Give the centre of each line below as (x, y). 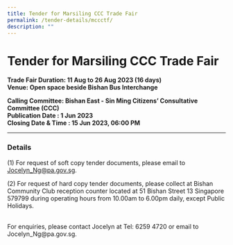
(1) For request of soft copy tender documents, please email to (96, 162)
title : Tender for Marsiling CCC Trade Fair (72, 14)
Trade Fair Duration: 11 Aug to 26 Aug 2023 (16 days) (84, 80)
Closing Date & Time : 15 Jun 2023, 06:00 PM (74, 123)
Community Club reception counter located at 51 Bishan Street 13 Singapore (115, 191)
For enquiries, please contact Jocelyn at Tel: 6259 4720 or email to (103, 226)
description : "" (31, 26)
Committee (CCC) (33, 108)
